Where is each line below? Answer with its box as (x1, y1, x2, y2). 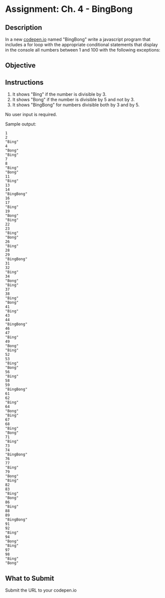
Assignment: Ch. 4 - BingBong (5, 3, 133, 15)
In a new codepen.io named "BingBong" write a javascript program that (5, 36, 151, 42)
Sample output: (5, 121, 36, 127)
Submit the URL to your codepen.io (5, 587, 77, 594)
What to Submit (5, 574, 55, 583)
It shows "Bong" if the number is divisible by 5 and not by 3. (12, 97, 135, 103)
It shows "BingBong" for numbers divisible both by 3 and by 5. (12, 102, 140, 108)
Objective (5, 61, 36, 70)
